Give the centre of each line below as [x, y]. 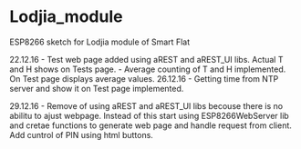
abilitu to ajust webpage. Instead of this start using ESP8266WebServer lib [149, 115]
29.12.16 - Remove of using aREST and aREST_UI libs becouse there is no [146, 105]
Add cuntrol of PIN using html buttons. [81, 134]
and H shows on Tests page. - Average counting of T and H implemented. [148, 69]
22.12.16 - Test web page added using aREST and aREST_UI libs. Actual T [146, 59]
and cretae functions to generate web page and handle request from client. [150, 125]
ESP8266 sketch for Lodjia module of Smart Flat [99, 42]
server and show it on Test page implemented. [97, 88]
